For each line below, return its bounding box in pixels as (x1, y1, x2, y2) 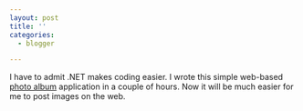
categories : (9, 30, 55, 39)
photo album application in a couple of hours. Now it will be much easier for (9, 81, 294, 92)
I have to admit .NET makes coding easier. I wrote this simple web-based (9, 72, 284, 83)
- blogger (17, 38, 55, 48)
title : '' (9, 22, 47, 31)
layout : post (9, 13, 59, 23)
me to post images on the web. (9, 91, 126, 102)
